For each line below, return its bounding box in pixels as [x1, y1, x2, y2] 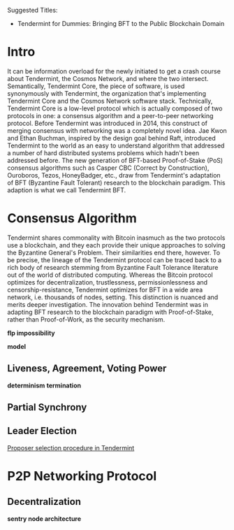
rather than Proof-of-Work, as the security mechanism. [7, 315, 166, 324]
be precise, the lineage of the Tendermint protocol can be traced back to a [7, 255, 222, 264]
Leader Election [7, 425, 77, 437]
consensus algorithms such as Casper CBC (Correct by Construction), [7, 164, 210, 172]
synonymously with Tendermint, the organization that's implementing [7, 89, 206, 97]
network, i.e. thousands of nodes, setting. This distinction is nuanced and [7, 293, 219, 301]
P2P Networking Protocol [7, 468, 157, 485]
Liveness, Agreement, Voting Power [7, 363, 167, 375]
